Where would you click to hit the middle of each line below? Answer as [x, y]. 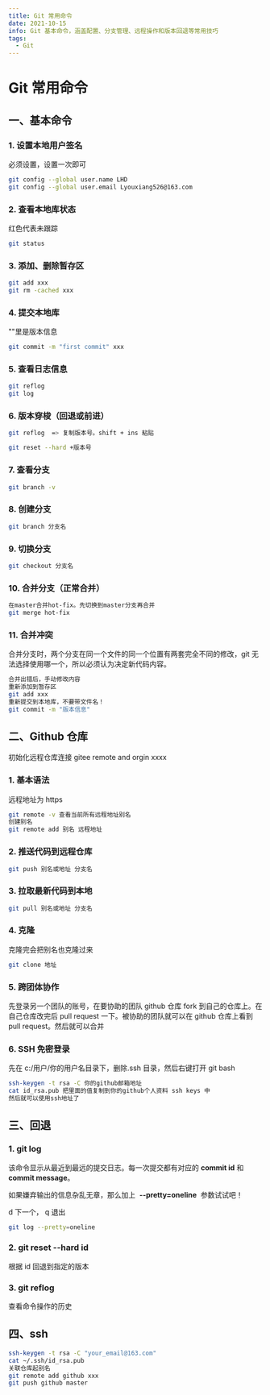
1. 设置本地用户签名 [46, 145]
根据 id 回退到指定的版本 [49, 1266]
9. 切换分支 [30, 549]
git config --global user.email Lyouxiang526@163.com [101, 187]
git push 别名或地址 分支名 [50, 869]
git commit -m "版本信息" [50, 709]
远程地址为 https [35, 799]
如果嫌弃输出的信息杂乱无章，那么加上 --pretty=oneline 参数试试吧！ [126, 1194]
